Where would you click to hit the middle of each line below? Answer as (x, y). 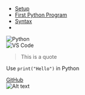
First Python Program (41, 15)
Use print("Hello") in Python (43, 68)
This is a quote (39, 57)
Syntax (23, 21)
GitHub (15, 80)
